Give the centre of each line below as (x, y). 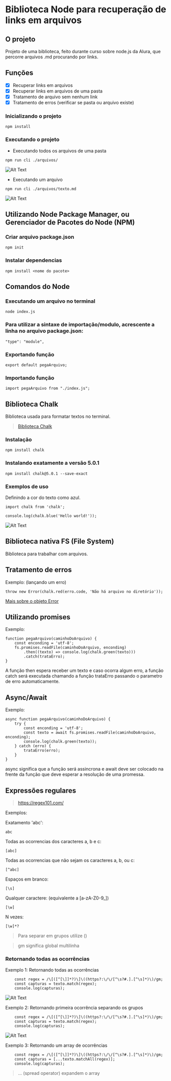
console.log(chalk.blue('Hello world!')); (51, 516)
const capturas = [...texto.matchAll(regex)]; (65, 1060)
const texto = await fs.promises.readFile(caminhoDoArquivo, (90, 733)
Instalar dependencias (34, 260)
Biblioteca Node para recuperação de (86, 9)
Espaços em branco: (27, 879)
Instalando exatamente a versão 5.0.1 (52, 463)
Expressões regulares (41, 790)
